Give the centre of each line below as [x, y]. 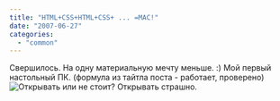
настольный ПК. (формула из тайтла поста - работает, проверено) [137, 78]
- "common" [38, 42]
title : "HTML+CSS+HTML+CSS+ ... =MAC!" [84, 17]
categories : [32, 34]
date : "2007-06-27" [46, 26]
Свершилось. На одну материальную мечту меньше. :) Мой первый [140, 68]
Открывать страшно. [157, 87]
